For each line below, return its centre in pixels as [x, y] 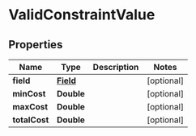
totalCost [31, 120]
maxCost [30, 107]
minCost [29, 94]
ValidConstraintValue [82, 15]
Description [116, 67]
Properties [36, 45]
